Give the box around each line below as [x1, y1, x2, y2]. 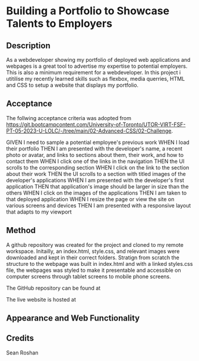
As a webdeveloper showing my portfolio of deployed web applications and [6, 56, 191, 63]
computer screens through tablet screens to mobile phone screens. [6, 272, 171, 280]
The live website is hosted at [6, 296, 76, 303]
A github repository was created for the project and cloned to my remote [6, 241, 184, 248]
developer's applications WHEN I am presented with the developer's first [6, 177, 184, 184]
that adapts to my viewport [6, 208, 72, 215]
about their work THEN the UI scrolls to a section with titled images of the [6, 170, 186, 177]
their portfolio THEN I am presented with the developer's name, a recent [6, 145, 183, 152]
